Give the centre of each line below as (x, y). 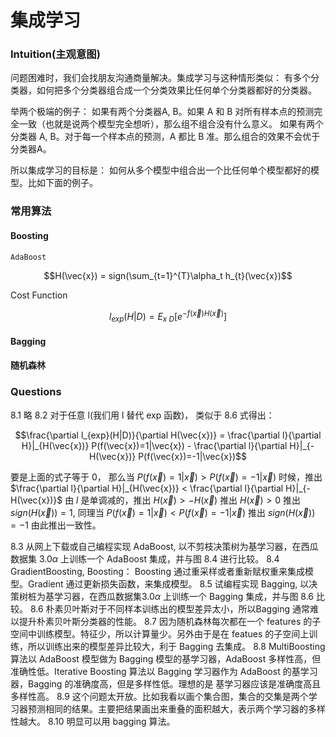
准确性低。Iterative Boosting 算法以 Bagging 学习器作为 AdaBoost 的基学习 (164, 671)
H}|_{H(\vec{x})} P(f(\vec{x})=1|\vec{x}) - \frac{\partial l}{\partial (154, 445)
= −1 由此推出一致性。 (56, 525)
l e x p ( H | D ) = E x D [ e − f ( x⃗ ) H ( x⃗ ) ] (167, 316)
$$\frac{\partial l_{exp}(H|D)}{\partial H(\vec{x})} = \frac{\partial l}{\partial (168, 435)
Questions (36, 392)
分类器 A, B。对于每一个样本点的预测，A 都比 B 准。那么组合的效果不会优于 (165, 137)
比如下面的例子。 (62, 183)
